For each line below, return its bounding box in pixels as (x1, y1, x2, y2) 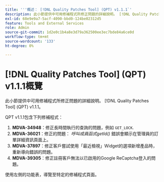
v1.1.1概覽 (5, 81, 43, 92)
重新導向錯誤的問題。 (12, 149, 55, 155)
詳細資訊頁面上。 (16, 137, 51, 142)
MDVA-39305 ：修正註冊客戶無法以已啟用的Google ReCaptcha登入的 (12, 155, 152, 161)
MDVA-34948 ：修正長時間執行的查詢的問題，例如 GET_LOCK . (12, 124, 134, 130)
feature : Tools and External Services (5, 20, 84, 26)
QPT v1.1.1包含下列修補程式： (5, 114, 63, 120)
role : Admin (5, 25, 29, 30)
